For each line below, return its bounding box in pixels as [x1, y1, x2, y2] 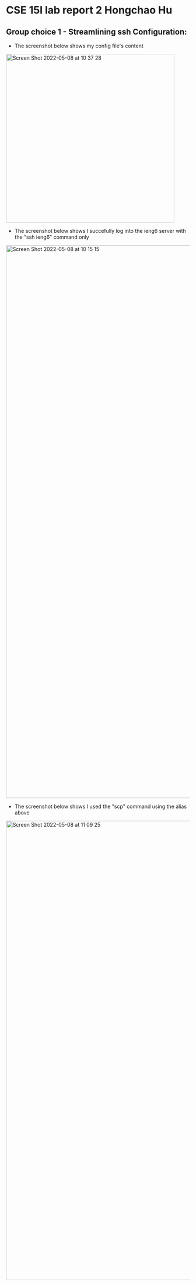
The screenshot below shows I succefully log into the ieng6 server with [14, 228, 187, 234]
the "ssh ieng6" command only [14, 233, 89, 240]
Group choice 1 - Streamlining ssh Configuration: [6, 27, 188, 37]
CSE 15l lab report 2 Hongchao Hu [6, 4, 173, 17]
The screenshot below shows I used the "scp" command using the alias [14, 803, 187, 810]
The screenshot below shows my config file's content [14, 42, 144, 49]
